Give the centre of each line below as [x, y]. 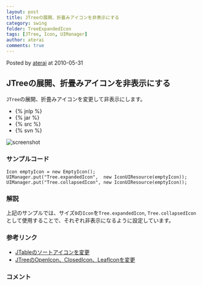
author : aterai [25, 40]
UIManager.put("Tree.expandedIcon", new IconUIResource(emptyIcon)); [97, 177]
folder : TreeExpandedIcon [39, 29]
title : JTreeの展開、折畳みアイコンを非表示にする [63, 18]
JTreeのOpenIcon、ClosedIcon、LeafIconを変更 [75, 259]
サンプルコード [28, 159]
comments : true [25, 46]
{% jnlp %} [28, 111]
